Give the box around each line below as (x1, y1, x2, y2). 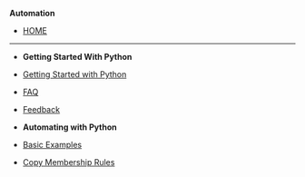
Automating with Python (22, 122, 118, 133)
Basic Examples (22, 140, 83, 150)
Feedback (22, 104, 61, 114)
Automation (9, 8, 55, 18)
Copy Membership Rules (22, 157, 115, 167)
